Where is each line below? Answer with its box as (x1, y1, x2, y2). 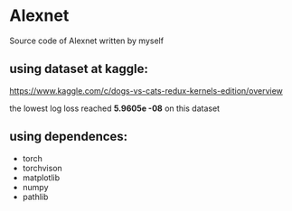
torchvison (22, 162, 63, 173)
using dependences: (9, 129, 128, 144)
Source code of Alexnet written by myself (9, 35, 165, 46)
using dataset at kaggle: (9, 61, 149, 77)
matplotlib (22, 172, 61, 183)
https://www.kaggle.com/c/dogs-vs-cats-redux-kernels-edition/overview (9, 85, 283, 96)
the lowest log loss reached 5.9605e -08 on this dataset (9, 103, 220, 114)
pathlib (22, 191, 49, 202)
